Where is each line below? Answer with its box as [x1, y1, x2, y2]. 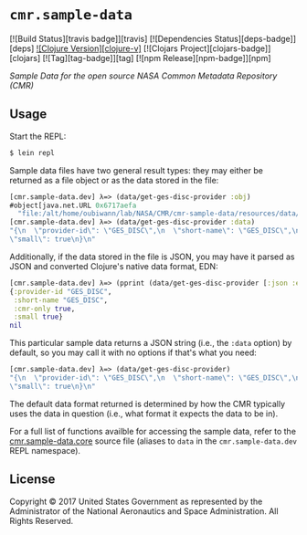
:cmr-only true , [13, 304, 76, 313]
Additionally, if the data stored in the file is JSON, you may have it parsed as [9, 251, 295, 262]
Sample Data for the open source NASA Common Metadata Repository [9, 70, 278, 81]
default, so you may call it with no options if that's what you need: [9, 347, 258, 358]
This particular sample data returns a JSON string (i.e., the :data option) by [9, 338, 292, 349]
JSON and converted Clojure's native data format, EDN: [9, 260, 218, 271]
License [9, 472, 56, 488]
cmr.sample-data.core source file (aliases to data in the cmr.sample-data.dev [9, 435, 297, 446]
